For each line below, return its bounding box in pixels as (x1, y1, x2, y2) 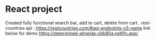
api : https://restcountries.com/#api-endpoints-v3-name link (26, 25, 150, 31)
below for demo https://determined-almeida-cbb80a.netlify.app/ (5, 30, 138, 36)
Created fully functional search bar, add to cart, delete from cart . (5, 20, 140, 26)
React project (5, 3, 63, 15)
